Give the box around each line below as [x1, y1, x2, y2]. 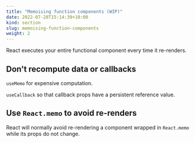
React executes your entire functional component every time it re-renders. [6, 47, 187, 54]
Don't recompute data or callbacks [6, 64, 136, 74]
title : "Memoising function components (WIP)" [6, 8, 123, 15]
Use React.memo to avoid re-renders [6, 108, 137, 118]
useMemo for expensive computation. [6, 79, 93, 86]
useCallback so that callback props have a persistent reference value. [6, 91, 175, 98]
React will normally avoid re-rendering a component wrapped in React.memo [6, 123, 190, 131]
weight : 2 [6, 31, 31, 37]
